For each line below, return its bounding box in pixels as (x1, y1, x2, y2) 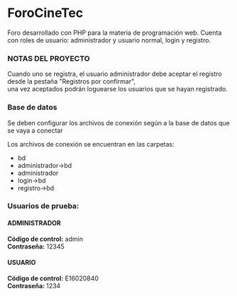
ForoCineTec (7, 5, 84, 21)
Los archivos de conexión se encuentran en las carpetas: (7, 140, 175, 148)
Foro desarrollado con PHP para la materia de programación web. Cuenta (7, 28, 222, 37)
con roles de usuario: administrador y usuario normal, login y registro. (7, 35, 211, 44)
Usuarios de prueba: (7, 201, 79, 211)
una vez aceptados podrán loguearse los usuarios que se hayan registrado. (7, 85, 228, 93)
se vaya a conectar (7, 126, 63, 135)
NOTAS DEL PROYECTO (7, 53, 90, 63)
